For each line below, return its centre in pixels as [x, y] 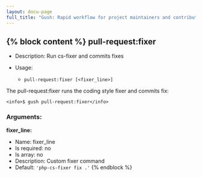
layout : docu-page [29, 12]
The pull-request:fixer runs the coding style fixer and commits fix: [88, 91]
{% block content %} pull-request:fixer [81, 42]
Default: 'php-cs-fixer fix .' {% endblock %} [73, 167]
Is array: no [29, 154]
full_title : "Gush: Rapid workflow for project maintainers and [88, 17]
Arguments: [24, 117]
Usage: [24, 68]
